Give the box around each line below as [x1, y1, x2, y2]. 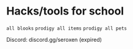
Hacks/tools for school [6, 4, 124, 18]
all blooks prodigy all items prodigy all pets [6, 25, 127, 31]
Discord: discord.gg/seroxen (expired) [6, 36, 102, 43]
